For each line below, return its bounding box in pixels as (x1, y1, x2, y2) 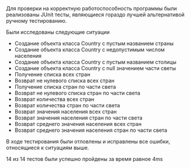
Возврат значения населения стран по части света (14, 114, 143, 121)
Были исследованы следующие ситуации (6, 29, 110, 36)
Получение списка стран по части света (14, 83, 116, 90)
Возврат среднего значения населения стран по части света (14, 127, 168, 134)
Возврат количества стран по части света (14, 102, 120, 108)
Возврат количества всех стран (14, 96, 95, 103)
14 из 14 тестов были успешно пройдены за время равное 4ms (6, 156, 163, 162)
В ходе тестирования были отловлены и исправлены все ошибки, (6, 138, 171, 145)
